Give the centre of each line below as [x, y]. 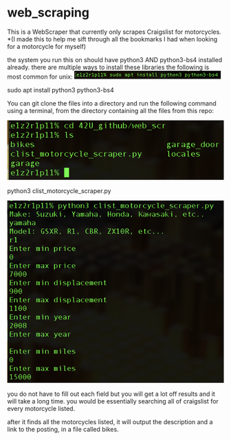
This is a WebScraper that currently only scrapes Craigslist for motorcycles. [114, 32]
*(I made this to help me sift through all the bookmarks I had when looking [112, 39]
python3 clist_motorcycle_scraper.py [59, 190]
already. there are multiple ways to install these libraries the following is [108, 67]
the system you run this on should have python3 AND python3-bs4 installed [115, 59]
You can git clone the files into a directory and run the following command [112, 103]
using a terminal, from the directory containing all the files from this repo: [111, 110]
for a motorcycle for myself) [47, 46]
